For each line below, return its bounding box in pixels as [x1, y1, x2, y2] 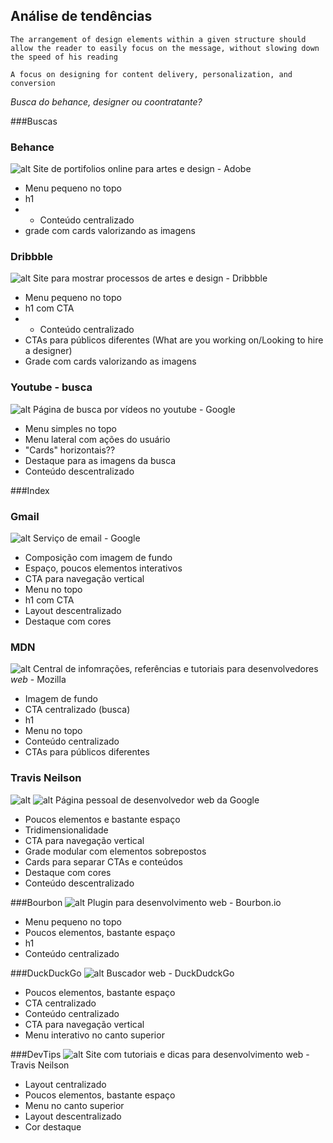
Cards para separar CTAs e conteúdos [24, 855, 183, 868]
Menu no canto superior [24, 1099, 125, 1111]
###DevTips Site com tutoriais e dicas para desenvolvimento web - [10, 1048, 310, 1060]
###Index [10, 484, 50, 496]
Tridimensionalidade [24, 824, 109, 836]
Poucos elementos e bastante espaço [24, 813, 181, 825]
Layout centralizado [24, 1078, 107, 1090]
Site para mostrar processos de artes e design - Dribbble [32, 272, 268, 284]
